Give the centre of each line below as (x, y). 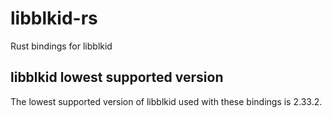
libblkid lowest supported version (117, 77)
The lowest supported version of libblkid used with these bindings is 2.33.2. (166, 101)
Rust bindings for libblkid (61, 46)
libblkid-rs (54, 18)
